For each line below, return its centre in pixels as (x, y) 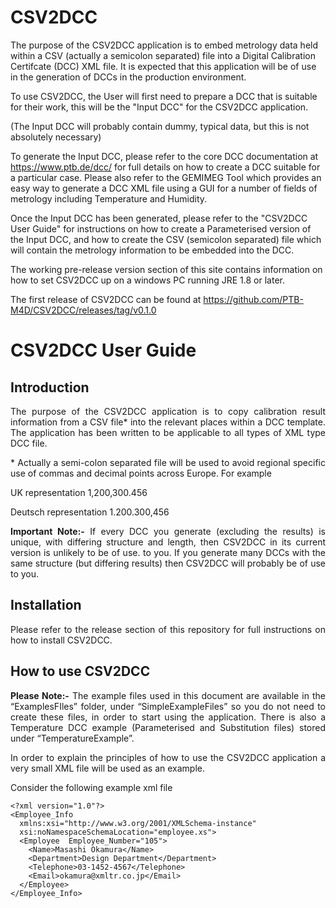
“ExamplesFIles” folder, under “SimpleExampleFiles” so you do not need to (168, 706)
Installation (46, 605)
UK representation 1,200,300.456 (79, 492)
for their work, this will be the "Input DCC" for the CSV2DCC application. (159, 107)
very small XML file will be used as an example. (108, 768)
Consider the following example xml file (91, 787)
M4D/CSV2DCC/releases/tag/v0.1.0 (83, 310)
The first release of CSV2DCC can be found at (106, 299)
